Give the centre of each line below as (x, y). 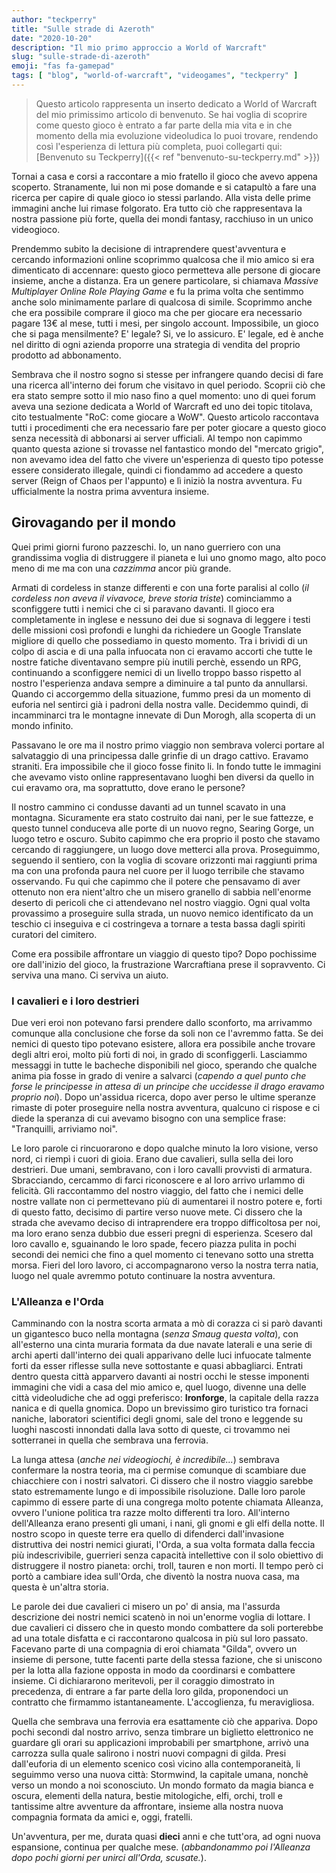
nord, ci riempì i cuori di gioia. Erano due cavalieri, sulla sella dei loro (152, 1158)
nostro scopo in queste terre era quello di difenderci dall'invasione (148, 1534)
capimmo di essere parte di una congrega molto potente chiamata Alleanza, (167, 1502)
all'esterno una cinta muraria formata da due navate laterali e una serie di (162, 1345)
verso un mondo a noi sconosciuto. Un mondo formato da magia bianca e (162, 1785)
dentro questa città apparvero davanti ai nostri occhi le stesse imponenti (160, 1377)
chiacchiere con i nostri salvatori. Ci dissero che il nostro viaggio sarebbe (162, 1481)
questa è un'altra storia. (60, 1587)
